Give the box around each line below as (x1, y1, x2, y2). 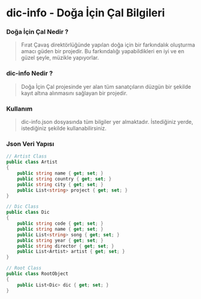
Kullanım (6, 104, 33, 113)
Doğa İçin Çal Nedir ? (6, 28, 69, 36)
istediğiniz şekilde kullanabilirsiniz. (20, 124, 107, 132)
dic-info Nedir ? (6, 69, 53, 78)
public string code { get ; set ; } (17, 220, 104, 227)
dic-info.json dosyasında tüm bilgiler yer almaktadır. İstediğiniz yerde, (20, 118, 194, 126)
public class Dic (6, 209, 50, 216)
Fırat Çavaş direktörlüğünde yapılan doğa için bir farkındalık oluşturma (20, 41, 196, 48)
